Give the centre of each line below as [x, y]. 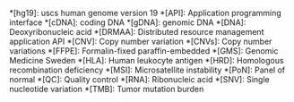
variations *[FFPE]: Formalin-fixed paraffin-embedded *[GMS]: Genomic [144, 51]
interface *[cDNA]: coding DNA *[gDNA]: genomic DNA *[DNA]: [128, 22]
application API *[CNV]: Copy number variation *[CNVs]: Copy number [141, 41]
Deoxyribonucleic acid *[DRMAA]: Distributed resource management [137, 32]
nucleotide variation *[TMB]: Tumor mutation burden [107, 89]
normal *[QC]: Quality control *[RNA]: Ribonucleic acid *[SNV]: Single [140, 79]
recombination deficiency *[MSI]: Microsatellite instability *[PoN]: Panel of [147, 70]
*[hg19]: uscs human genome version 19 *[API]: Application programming [146, 13]
